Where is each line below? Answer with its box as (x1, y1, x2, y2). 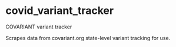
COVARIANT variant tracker (5, 23, 72, 30)
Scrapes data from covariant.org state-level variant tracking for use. (5, 34, 171, 41)
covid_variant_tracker (5, 4, 114, 17)
